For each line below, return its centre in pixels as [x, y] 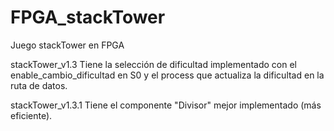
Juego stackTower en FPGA [67, 45]
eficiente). [31, 115]
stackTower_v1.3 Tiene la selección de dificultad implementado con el [153, 64]
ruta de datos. [39, 85]
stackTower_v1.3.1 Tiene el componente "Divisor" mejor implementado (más [166, 105]
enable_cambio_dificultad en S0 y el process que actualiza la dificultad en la [167, 75]
